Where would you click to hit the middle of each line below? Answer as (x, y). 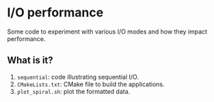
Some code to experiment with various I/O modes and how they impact (107, 31)
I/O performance (55, 13)
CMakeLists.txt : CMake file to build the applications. (91, 84)
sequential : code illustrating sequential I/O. (78, 77)
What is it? (30, 61)
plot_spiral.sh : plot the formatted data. (73, 91)
